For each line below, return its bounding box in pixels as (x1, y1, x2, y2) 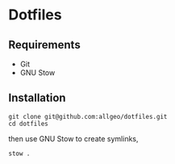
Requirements (8, 38, 81, 52)
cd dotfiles (8, 120, 48, 128)
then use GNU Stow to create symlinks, (8, 133, 139, 143)
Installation (8, 91, 66, 105)
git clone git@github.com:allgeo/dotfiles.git (8, 112, 168, 120)
